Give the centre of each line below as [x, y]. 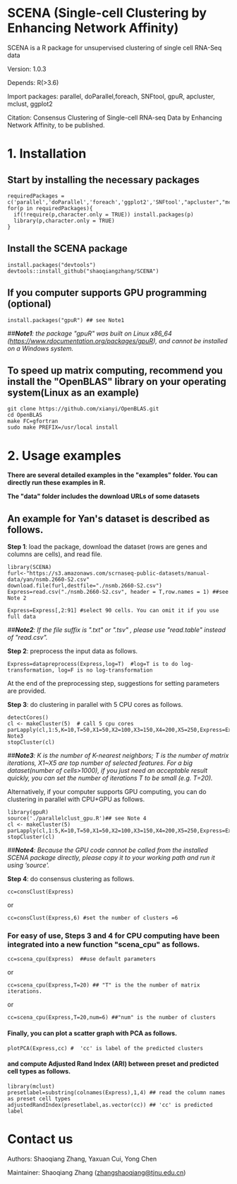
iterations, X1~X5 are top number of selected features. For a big [100, 763]
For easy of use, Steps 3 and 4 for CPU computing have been [114, 936]
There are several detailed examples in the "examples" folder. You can [113, 475]
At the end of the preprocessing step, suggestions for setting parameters [114, 684]
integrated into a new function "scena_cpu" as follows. [104, 945]
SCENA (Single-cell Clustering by [107, 13]
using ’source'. [29, 866]
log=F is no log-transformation [105, 670]
